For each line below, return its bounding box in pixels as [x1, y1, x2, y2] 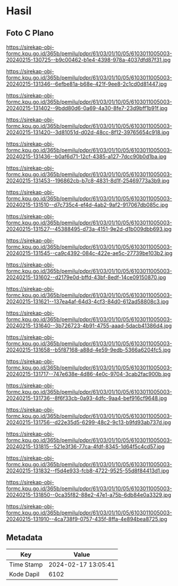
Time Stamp [9, 560, 43, 569]
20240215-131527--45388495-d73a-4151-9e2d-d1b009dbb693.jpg [6, 225, 172, 233]
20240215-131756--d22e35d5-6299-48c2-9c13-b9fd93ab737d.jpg [6, 419, 171, 426]
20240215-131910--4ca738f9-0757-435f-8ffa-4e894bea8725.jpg [6, 516, 167, 522]
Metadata [6, 532, 43, 543]
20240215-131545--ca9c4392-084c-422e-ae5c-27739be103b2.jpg [6, 250, 173, 256]
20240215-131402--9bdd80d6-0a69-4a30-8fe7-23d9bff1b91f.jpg [6, 105, 168, 111]
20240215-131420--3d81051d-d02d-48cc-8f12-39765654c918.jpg [6, 129, 170, 136]
